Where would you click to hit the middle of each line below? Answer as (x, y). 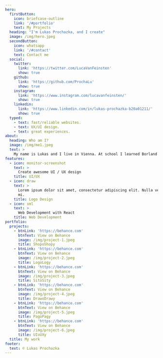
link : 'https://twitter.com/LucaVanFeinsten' (65, 68)
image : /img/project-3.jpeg (46, 276)
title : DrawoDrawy (36, 298)
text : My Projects (32, 28)
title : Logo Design (33, 199)
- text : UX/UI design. (37, 127)
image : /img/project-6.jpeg (46, 330)
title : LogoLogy (34, 262)
